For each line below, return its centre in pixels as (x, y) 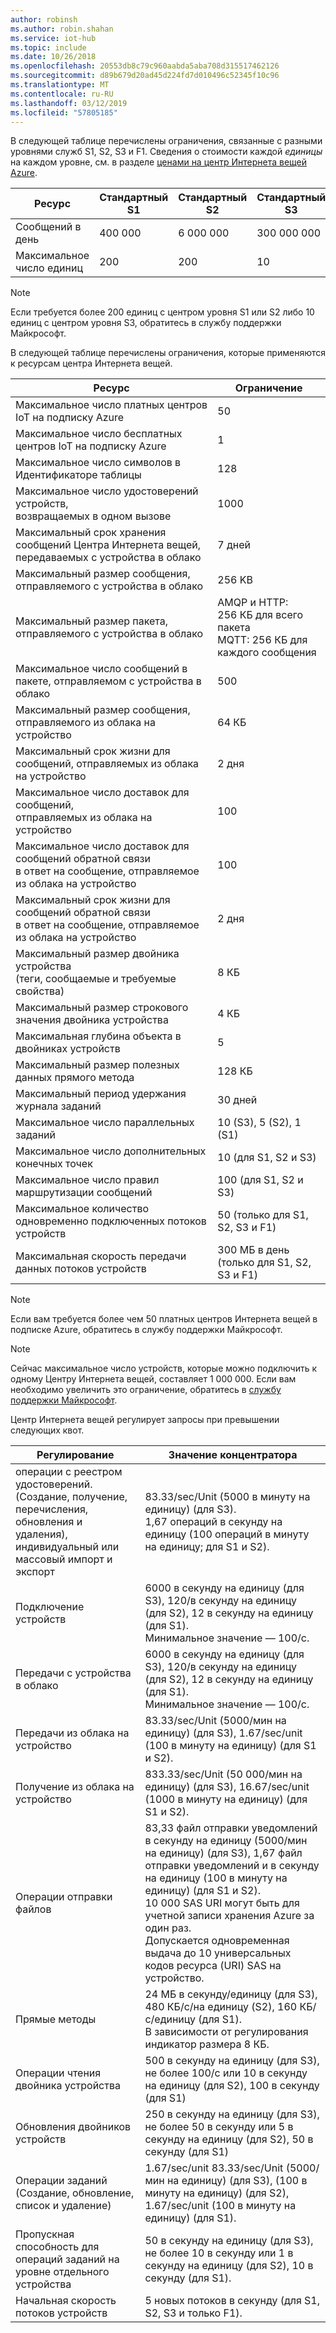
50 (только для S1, (263, 1215)
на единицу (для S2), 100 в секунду (232, 2086)
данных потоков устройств (81, 1269)
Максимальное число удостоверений (107, 491)
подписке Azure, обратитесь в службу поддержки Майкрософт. (146, 1330)
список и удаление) (63, 2206)
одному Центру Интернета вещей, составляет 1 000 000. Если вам (153, 1379)
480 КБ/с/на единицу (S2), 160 (221, 2007)
